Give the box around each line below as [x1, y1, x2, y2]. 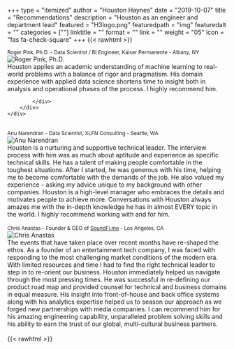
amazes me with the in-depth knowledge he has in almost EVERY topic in [7, 203, 218, 211]
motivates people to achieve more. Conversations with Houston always [7, 195, 212, 203]
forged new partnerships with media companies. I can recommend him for [7, 305, 221, 313]
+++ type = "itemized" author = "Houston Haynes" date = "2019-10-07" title [7, 6, 226, 14]
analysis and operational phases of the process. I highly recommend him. [7, 85, 218, 93]
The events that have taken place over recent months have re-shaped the [7, 238, 219, 247]
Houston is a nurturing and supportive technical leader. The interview [7, 144, 207, 152]
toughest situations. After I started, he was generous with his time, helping [7, 166, 221, 173]
